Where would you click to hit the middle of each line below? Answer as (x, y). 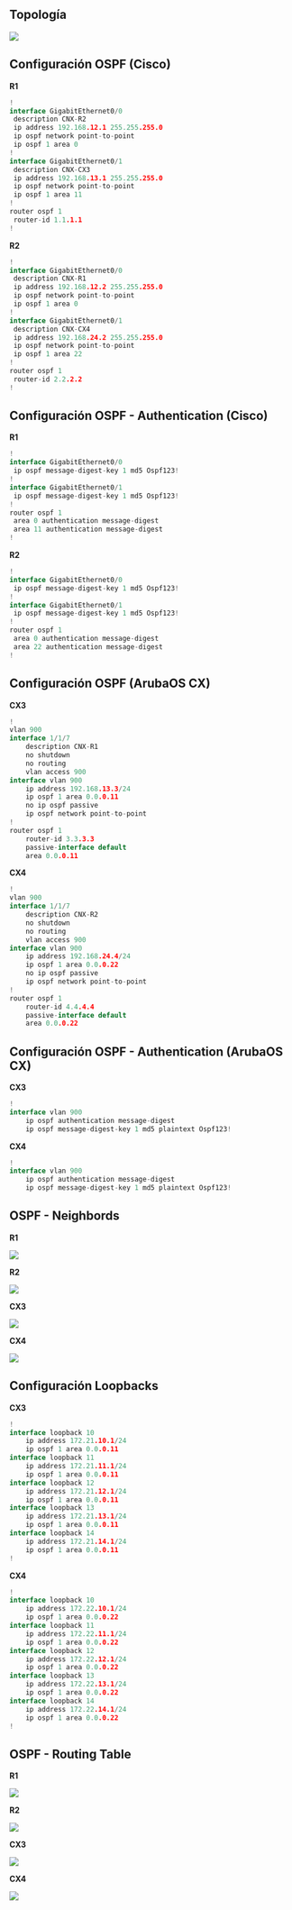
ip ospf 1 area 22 (48, 354)
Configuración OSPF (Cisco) (90, 64)
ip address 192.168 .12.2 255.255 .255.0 (88, 288)
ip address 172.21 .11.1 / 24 (76, 1467)
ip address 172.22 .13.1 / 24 (76, 1685)
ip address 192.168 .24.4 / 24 (78, 956)
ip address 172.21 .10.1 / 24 (76, 1441)
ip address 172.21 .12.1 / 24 (76, 1491)
